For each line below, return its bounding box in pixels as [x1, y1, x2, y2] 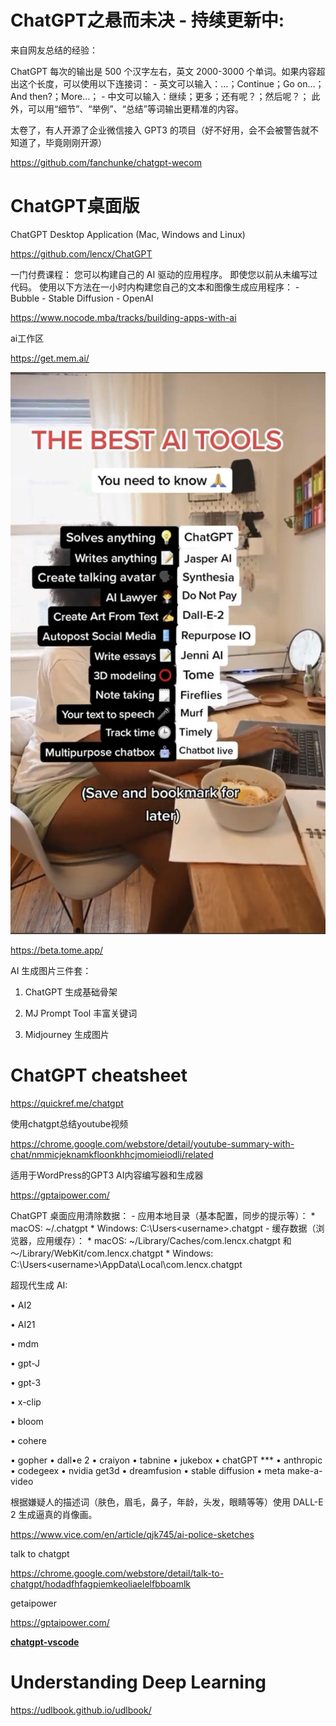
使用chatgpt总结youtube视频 [10, 1117, 129, 1130]
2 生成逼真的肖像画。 [10, 1508, 98, 1520]
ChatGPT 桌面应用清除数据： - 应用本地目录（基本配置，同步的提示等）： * [10, 1209, 316, 1221]
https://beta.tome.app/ [10, 944, 104, 956]
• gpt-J [10, 1357, 41, 1369]
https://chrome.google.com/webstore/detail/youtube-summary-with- [10, 1137, 295, 1150]
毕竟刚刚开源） [44, 136, 107, 148]
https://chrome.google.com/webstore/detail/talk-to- [10, 1567, 225, 1579]
